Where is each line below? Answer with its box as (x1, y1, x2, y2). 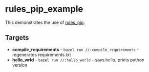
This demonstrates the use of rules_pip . (5, 19, 85, 25)
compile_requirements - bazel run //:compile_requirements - (12, 46, 139, 52)
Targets (5, 34, 29, 42)
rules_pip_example (5, 3, 84, 15)
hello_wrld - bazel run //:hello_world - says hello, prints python (12, 57, 145, 63)
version (12, 62, 28, 68)
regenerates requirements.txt (12, 52, 71, 57)
